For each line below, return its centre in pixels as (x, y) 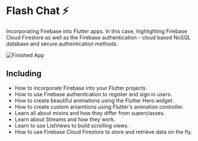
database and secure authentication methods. (62, 44)
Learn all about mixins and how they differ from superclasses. (90, 113)
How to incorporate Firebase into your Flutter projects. (81, 88)
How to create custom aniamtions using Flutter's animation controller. (99, 107)
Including (24, 74)
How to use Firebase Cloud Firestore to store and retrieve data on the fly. (103, 132)
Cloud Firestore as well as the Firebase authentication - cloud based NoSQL (98, 37)
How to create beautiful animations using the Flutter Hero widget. (94, 100)
